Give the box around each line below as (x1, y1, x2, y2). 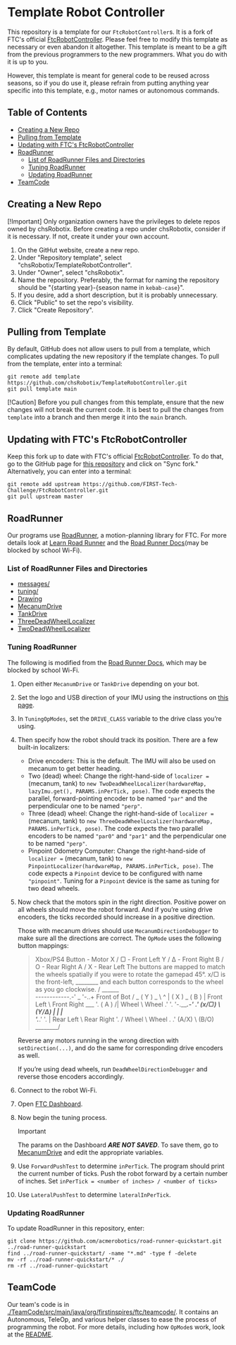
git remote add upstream (7, 481, 80, 488)
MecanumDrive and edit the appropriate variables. (17, 1148, 164, 1157)
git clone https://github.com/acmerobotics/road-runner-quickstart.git (7, 1237, 222, 1245)
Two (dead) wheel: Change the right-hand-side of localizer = (27, 772, 209, 780)
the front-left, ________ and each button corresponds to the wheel (35, 978, 224, 986)
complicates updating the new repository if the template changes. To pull (7, 352, 220, 360)
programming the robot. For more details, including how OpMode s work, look (7, 1322, 225, 1331)
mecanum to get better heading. (27, 764, 122, 772)
